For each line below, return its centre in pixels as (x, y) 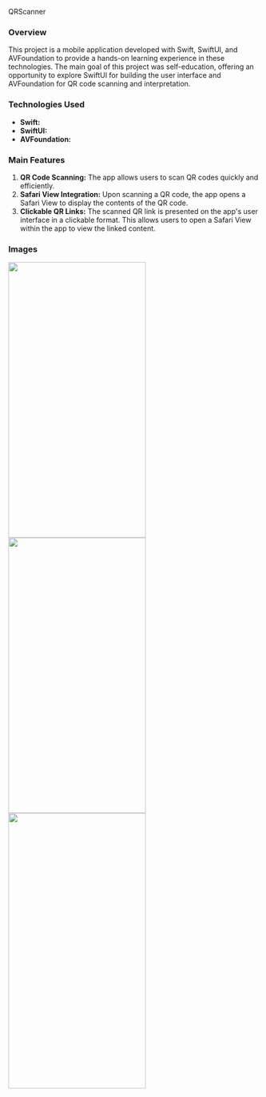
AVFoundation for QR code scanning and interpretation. (99, 84)
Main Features (37, 159)
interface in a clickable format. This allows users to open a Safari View (135, 220)
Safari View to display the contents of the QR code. (104, 203)
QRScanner (27, 12)
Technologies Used (47, 105)
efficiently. (37, 186)
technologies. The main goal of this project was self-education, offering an (131, 67)
